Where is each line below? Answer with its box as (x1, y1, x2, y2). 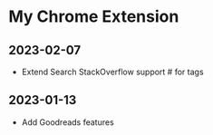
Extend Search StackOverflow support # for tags (21, 66, 205, 77)
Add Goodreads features (21, 116, 114, 128)
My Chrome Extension (8, 6, 179, 27)
